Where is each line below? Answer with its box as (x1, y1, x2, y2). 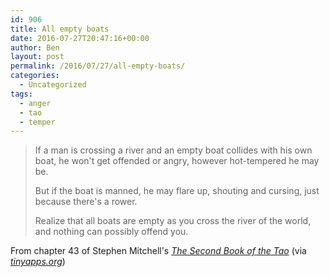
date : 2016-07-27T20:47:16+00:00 (10, 33, 150, 43)
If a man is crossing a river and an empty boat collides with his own (34, 144, 313, 156)
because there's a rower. (34, 196, 138, 208)
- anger (19, 98, 52, 108)
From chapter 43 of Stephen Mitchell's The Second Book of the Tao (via (10, 245, 307, 257)
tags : (10, 89, 33, 99)
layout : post (10, 52, 65, 62)
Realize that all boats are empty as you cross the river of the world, (34, 215, 312, 227)
